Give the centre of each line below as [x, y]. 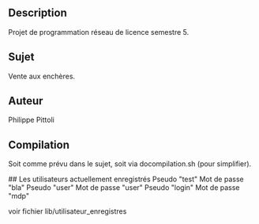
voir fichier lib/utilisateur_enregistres [68, 211]
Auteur [26, 101]
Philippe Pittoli [32, 120]
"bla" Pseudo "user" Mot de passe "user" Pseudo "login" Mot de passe [124, 188]
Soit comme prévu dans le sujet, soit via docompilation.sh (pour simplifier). [130, 164]
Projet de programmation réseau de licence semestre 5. [99, 32]
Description [38, 13]
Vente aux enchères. [42, 76]
